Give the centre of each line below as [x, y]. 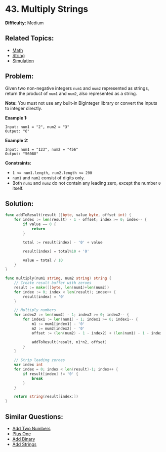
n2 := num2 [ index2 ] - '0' [58, 329]
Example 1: [17, 118]
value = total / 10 [43, 260]
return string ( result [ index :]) [46, 397]
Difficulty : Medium [24, 23]
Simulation [23, 61]
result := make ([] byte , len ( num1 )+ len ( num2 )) [62, 288]
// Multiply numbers [35, 310]
